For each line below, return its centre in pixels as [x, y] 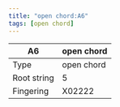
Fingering [31, 91]
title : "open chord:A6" [49, 16]
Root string [33, 78]
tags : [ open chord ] [41, 24]
